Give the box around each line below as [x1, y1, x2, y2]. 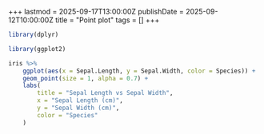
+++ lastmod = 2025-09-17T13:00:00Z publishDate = [8, 7, 184, 16]
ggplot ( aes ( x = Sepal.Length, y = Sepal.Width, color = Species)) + [22, 67, 256, 75]
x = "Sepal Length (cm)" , [37, 97, 124, 104]
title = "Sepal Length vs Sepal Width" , [37, 89, 174, 97]
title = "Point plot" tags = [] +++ [54, 15, 160, 25]
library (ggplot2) [8, 45, 66, 53]
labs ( [22, 81, 42, 90]
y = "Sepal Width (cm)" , [37, 104, 120, 112]
